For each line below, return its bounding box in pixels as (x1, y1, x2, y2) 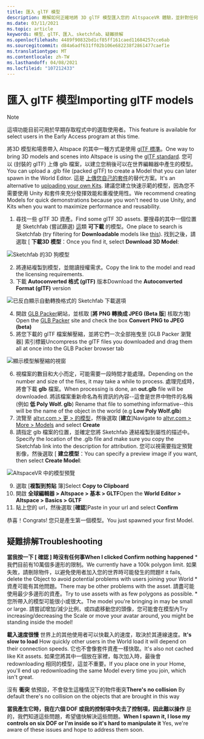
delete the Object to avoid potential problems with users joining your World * (7, 575, 198, 583)
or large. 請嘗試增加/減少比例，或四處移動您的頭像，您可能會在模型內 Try (7, 605, 188, 612)
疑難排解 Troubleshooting (7, 536, 103, 546)
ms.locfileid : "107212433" (7, 65, 75, 71)
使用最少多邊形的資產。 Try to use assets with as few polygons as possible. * (7, 590, 198, 597)
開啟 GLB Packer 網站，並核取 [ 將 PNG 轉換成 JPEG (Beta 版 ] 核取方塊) (15, 310, 191, 317)
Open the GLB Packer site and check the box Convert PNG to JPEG (15, 317, 184, 324)
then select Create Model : (15, 457, 82, 464)
